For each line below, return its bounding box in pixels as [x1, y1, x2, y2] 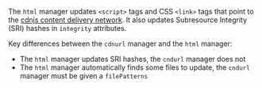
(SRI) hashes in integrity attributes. [8, 24, 127, 33]
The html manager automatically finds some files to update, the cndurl [19, 63, 250, 72]
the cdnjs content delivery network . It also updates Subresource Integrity [8, 15, 248, 25]
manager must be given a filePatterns [19, 71, 148, 80]
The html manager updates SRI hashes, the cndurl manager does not [19, 55, 246, 63]
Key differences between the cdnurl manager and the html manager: [8, 39, 233, 48]
